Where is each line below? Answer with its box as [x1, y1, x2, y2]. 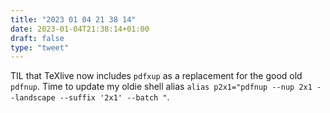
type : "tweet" [10, 42, 70, 53]
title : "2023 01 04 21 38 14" [10, 14, 137, 25]
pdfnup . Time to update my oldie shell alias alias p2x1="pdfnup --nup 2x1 [10, 81, 313, 93]
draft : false [10, 33, 65, 43]
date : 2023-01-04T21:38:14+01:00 [10, 24, 150, 34]
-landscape [10, 93, 56, 103]
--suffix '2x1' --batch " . [59, 91, 170, 103]
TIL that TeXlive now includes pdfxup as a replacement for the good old [10, 70, 303, 82]
